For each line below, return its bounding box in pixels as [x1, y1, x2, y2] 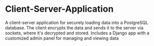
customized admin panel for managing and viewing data [5, 35, 119, 41]
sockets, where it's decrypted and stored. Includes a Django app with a [5, 30, 150, 36]
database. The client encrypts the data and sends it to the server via [5, 24, 144, 30]
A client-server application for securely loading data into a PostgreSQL [5, 20, 149, 25]
